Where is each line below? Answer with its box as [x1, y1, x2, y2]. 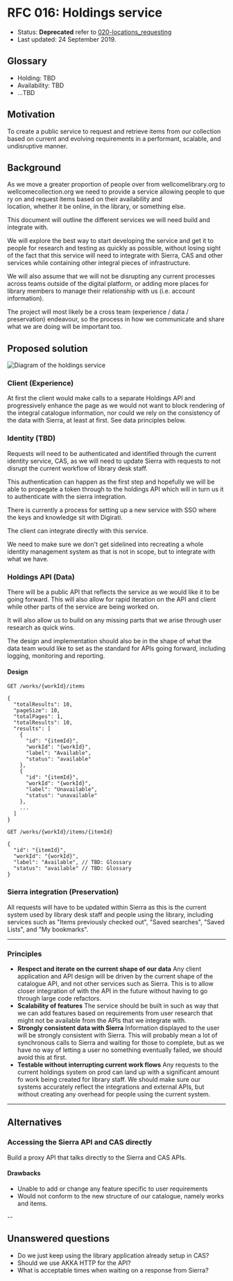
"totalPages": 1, [13, 713, 64, 720]
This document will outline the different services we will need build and [7, 216, 210, 224]
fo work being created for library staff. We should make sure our [17, 1075, 201, 1083]
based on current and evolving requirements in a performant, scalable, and [7, 134, 221, 143]
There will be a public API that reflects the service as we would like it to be [7, 588, 220, 596]
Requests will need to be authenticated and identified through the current [7, 449, 217, 457]
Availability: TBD [17, 81, 64, 90]
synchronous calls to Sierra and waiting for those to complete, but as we [17, 1038, 225, 1046]
